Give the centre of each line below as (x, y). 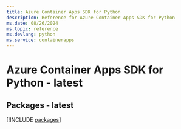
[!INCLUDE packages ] (34, 120)
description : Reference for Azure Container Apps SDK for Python (90, 18)
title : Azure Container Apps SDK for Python (63, 12)
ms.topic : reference (32, 29)
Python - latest (45, 83)
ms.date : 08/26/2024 (32, 23)
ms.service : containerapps (40, 40)
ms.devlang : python (31, 35)
